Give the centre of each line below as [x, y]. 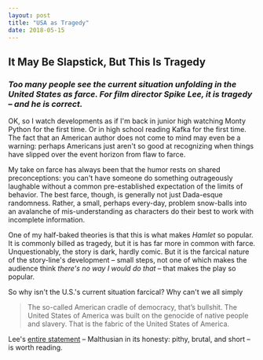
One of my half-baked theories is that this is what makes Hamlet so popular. [131, 235]
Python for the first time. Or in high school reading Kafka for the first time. [128, 130]
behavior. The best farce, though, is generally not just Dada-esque [115, 195]
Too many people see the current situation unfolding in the [122, 84]
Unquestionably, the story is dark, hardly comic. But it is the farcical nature [129, 252]
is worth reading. [35, 347]
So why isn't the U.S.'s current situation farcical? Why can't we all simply [126, 292]
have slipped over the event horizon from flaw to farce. [97, 155]
